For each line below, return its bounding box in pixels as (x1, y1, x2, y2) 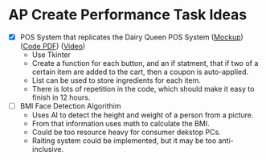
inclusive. (31, 145, 64, 154)
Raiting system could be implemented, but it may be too (31, 136, 217, 146)
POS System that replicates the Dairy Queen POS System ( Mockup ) (19, 32, 243, 42)
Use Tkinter (31, 50, 71, 59)
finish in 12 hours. (31, 92, 91, 102)
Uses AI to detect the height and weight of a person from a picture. (31, 110, 254, 120)
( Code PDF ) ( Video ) (19, 42, 86, 51)
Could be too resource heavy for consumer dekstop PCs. (31, 127, 221, 137)
